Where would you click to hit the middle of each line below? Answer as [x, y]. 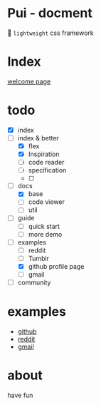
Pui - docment [50, 13]
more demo [45, 234]
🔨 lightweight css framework [51, 33]
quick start [44, 226]
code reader [46, 163]
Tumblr [39, 258]
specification [47, 170]
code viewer [47, 202]
